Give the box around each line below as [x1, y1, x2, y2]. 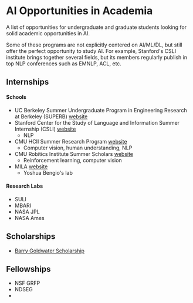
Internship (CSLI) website [14, 125, 76, 132]
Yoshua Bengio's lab [23, 169, 73, 176]
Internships [6, 77, 49, 87]
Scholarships [6, 231, 56, 242]
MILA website [14, 163, 48, 170]
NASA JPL [14, 208, 40, 215]
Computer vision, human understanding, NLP [23, 144, 133, 151]
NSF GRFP [14, 279, 40, 287]
